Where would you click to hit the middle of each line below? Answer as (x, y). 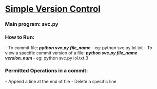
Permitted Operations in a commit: (47, 71)
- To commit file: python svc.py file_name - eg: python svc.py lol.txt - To (79, 48)
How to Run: (20, 37)
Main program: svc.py (32, 24)
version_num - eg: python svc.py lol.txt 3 (47, 58)
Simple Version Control (53, 9)
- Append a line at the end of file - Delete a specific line (61, 81)
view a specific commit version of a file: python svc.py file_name (71, 53)
